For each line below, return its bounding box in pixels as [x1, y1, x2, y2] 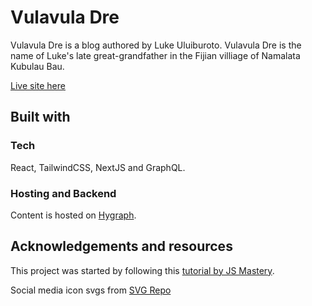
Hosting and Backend [10, 186, 117, 200]
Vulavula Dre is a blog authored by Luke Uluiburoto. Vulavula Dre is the [10, 39, 302, 51]
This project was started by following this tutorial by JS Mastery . [10, 264, 275, 276]
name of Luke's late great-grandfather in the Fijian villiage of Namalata [10, 49, 301, 61]
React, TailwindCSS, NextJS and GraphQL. [10, 161, 186, 173]
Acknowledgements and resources [10, 238, 233, 255]
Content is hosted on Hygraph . [10, 209, 137, 221]
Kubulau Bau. [10, 60, 65, 72]
